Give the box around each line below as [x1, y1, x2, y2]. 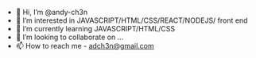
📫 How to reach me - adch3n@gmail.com [15, 42, 155, 50]
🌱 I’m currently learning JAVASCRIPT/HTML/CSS [15, 24, 176, 33]
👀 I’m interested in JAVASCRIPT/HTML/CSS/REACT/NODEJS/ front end [15, 16, 248, 25]
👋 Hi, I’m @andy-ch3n [15, 8, 88, 16]
